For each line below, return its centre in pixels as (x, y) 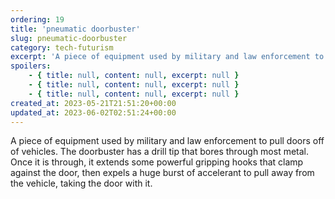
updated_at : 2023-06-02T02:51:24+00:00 (93, 112)
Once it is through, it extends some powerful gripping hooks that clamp (157, 162)
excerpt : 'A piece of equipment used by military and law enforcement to (167, 57)
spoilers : (31, 66)
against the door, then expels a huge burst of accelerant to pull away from (162, 173)
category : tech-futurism (62, 47)
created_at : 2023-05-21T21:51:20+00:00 (93, 103)
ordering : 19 (37, 19)
